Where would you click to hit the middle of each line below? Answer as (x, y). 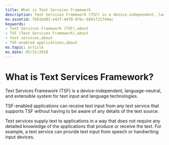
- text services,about (29, 38)
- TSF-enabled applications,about (41, 43)
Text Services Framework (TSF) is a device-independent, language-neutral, (83, 91)
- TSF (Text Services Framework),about (47, 33)
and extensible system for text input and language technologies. (72, 96)
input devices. (20, 137)
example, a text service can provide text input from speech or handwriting (82, 132)
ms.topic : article (24, 47)
